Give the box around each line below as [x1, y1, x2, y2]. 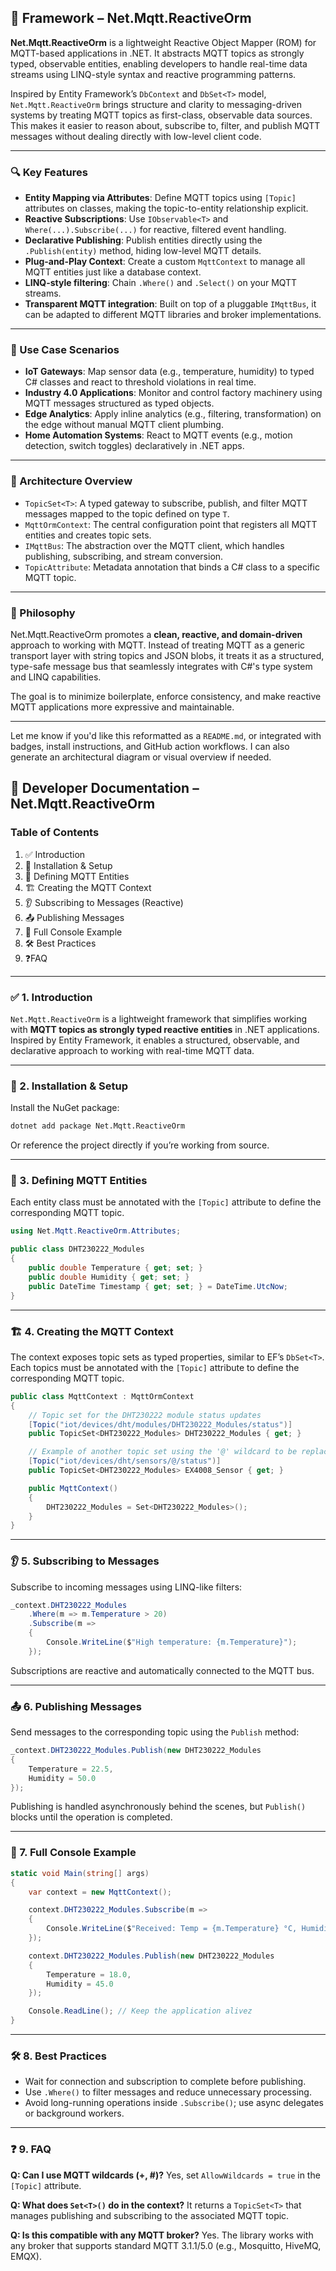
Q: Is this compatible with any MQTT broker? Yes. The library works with [10, 2229, 314, 2241]
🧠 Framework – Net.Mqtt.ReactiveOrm [10, 10, 252, 27]
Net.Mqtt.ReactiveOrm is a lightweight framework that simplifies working [10, 1012, 308, 1025]
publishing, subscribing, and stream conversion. [24, 550, 224, 562]
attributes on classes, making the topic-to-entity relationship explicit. [24, 202, 309, 215]
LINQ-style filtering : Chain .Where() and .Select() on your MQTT [24, 277, 298, 289]
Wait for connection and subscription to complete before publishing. [24, 2076, 307, 2088]
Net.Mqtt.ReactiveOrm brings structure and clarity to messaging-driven [10, 98, 303, 110]
